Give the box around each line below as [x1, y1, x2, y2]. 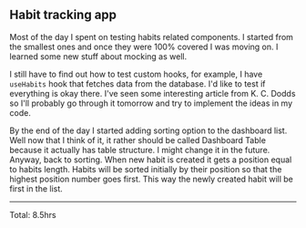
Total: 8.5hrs [9, 209, 56, 220]
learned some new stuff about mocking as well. [9, 50, 188, 62]
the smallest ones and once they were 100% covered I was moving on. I [9, 41, 279, 52]
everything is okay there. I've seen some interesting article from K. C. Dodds [9, 88, 296, 98]
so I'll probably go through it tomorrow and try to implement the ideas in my [9, 98, 293, 109]
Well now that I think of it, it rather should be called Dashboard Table [9, 134, 267, 145]
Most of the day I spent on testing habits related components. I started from [9, 31, 294, 42]
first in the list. [9, 182, 64, 194]
